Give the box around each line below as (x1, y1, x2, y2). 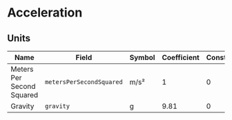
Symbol (129, 53, 155, 62)
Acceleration (7, 5, 83, 21)
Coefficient (162, 53, 200, 62)
